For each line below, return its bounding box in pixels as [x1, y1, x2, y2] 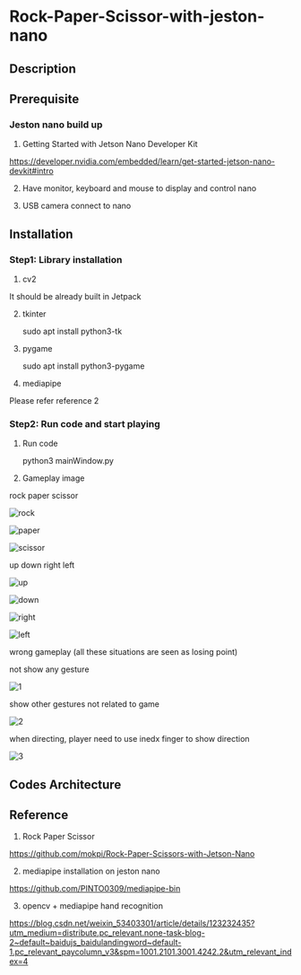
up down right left [9, 560, 75, 570]
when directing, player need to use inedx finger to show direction [9, 734, 250, 744]
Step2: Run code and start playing [9, 417, 161, 430]
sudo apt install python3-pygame [21, 361, 145, 371]
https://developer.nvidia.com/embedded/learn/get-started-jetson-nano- [9, 156, 276, 167]
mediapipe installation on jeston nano [21, 866, 160, 876]
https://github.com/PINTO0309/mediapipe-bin [9, 884, 181, 894]
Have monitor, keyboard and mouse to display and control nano [21, 183, 257, 194]
